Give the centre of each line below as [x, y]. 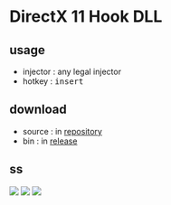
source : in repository [62, 131]
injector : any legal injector [72, 71]
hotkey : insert [53, 81]
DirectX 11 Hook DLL [86, 17]
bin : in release [50, 141]
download [38, 110]
